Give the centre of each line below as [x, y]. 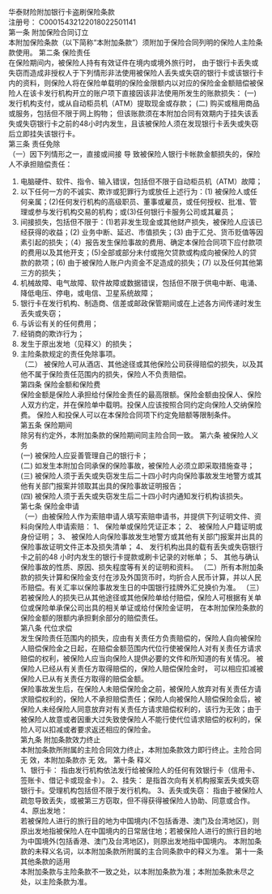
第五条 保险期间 [46, 425]
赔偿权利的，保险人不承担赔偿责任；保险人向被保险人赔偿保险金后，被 [144, 699]
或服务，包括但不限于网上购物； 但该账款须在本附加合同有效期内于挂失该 [130, 113]
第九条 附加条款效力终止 [60, 740]
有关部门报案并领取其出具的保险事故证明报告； [105, 486]
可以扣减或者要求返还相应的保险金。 [95, 730]
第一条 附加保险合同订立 [49, 32]
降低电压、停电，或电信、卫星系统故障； [87, 293]
